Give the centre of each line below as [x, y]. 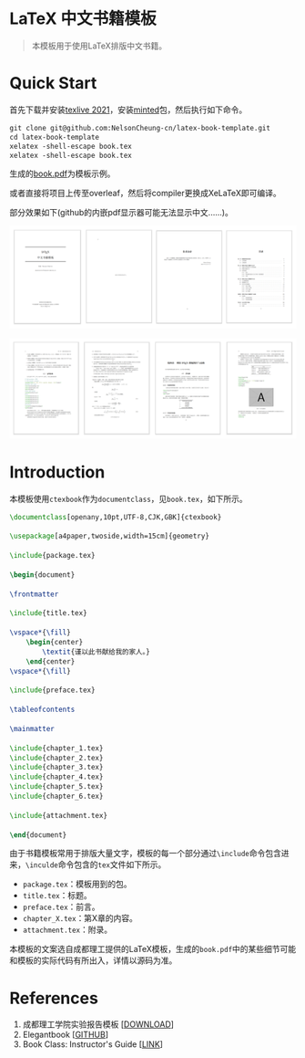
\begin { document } [42, 575]
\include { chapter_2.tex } [56, 758]
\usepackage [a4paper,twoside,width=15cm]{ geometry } [109, 536]
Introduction [57, 472]
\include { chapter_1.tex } [56, 748]
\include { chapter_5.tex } [56, 787]
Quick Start [53, 84]
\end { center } [51, 661]
